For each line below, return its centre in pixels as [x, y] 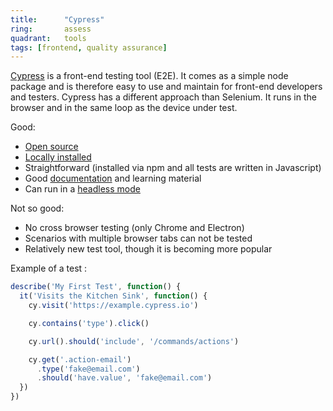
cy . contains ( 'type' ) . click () [89, 323]
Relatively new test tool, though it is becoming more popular [148, 249]
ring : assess [51, 29]
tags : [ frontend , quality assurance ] [89, 47]
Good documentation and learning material [113, 178]
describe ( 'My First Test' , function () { [96, 287]
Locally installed [58, 157]
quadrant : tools [48, 38]
